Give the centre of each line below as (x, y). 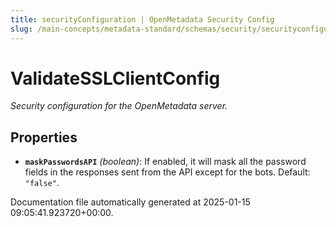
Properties (44, 137)
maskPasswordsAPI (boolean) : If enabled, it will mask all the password (165, 162)
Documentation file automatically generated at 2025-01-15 (130, 202)
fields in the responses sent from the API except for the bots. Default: (167, 172)
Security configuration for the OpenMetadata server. (119, 106)
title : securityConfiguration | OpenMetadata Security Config (142, 19)
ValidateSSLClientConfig (115, 78)
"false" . (42, 183)
